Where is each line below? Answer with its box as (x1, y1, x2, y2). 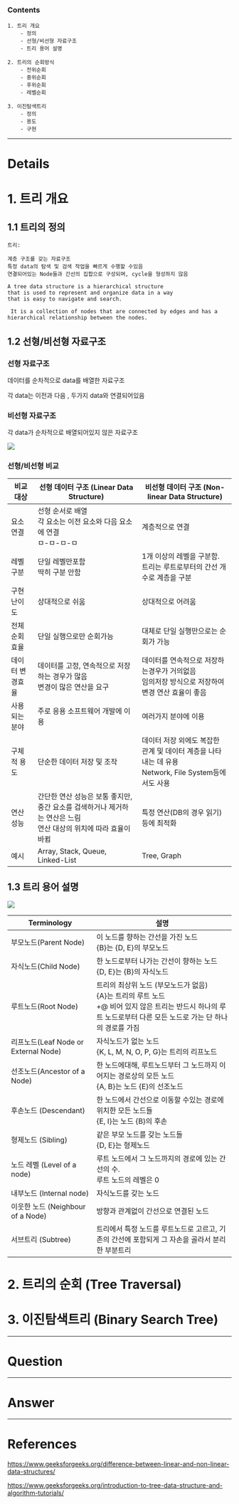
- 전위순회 (20, 66, 46, 74)
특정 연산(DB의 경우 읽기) (142, 807, 223, 817)
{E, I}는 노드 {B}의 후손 (96, 1116, 168, 1126)
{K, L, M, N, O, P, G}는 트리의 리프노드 (96, 1046, 218, 1056)
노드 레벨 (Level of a (11, 1159, 77, 1169)
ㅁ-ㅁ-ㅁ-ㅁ (37, 537, 78, 547)
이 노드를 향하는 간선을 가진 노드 (96, 932, 198, 942)
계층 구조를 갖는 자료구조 (7, 256, 71, 263)
